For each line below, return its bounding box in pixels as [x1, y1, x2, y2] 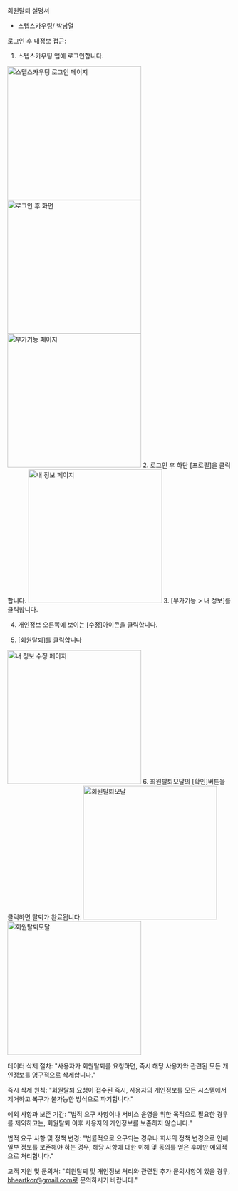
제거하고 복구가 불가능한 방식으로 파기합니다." [7, 1095, 134, 1103]
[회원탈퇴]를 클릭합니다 [17, 635, 82, 644]
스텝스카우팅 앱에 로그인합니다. [17, 52, 105, 60]
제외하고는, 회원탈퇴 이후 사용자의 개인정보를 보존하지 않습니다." [14, 1119, 192, 1127]
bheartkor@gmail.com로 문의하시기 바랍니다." [7, 1176, 138, 1184]
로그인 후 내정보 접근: [7, 36, 66, 45]
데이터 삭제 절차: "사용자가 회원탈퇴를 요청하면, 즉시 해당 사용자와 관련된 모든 [7, 1062, 222, 1070]
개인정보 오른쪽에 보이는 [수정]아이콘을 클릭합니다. [17, 620, 158, 629]
